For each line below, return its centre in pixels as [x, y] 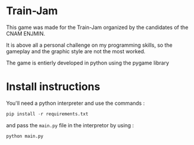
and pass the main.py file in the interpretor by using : [70, 125]
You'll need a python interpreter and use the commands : [75, 103]
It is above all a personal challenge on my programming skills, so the [89, 45]
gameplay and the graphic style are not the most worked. [76, 51]
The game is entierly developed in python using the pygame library [88, 63]
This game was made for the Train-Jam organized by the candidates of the [97, 27]
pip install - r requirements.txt [47, 114]
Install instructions [53, 87]
